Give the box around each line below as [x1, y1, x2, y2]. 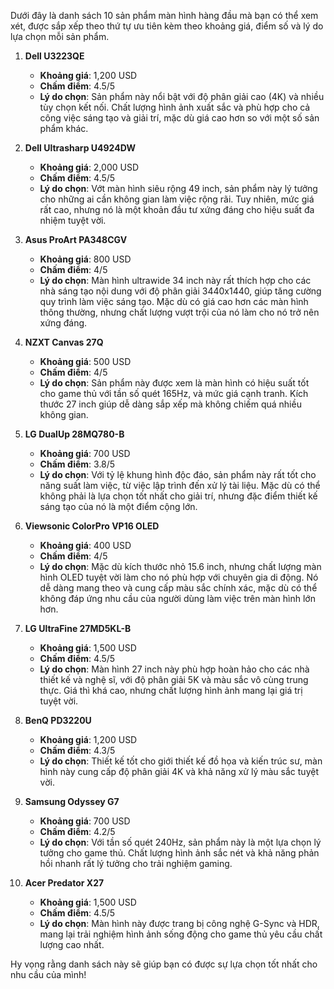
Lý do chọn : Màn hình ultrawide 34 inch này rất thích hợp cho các [39, 275, 312, 286]
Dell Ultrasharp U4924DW [24, 142, 136, 154]
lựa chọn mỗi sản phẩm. [10, 31, 110, 42]
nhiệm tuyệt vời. [39, 215, 107, 226]
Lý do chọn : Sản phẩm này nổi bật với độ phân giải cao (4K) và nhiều [39, 91, 325, 102]
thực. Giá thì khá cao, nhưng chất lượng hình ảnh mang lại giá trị [39, 685, 303, 696]
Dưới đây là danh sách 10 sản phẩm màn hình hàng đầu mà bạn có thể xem [10, 10, 319, 21]
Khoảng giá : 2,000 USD [39, 161, 139, 173]
